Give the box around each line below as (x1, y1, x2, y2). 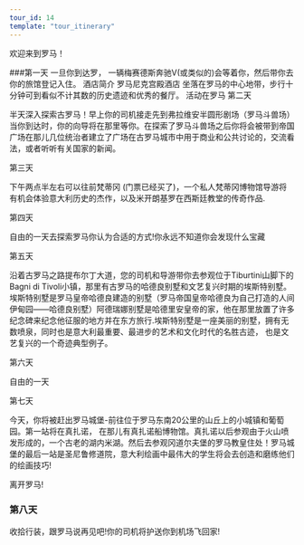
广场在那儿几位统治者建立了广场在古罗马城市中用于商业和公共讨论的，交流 (9, 131, 287, 142)
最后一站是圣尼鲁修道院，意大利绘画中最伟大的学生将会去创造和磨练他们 (24, 448, 295, 459)
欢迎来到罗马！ (9, 47, 65, 59)
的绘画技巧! (9, 459, 52, 471)
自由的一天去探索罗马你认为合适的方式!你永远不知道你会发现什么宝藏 (9, 231, 266, 242)
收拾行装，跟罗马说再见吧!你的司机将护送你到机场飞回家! (9, 526, 221, 537)
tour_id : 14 (9, 13, 54, 23)
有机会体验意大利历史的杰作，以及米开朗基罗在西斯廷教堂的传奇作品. (9, 192, 266, 204)
